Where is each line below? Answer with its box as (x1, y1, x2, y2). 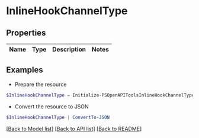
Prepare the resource (14, 81, 67, 88)
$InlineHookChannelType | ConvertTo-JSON (6, 114, 110, 120)
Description (52, 46, 86, 53)
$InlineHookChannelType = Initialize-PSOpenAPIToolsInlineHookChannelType (6, 92, 195, 98)
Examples (6, 65, 43, 75)
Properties (6, 28, 46, 38)
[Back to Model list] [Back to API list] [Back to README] (6, 125, 142, 132)
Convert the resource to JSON (14, 102, 89, 110)
